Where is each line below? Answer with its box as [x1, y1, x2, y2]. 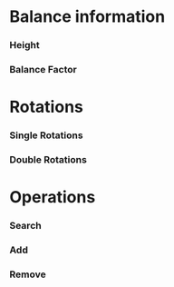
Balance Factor [9, 64, 77, 76]
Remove [9, 268, 47, 281]
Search [9, 220, 43, 233]
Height [9, 39, 40, 52]
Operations [9, 187, 96, 208]
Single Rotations [9, 129, 83, 142]
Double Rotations [9, 153, 88, 166]
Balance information [9, 6, 166, 27]
